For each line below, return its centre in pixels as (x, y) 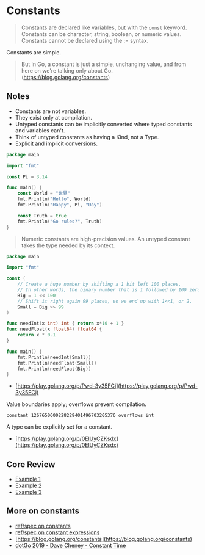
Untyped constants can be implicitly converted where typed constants (103, 124)
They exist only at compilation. (54, 117)
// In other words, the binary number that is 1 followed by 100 (102, 290)
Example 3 (28, 492)
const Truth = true (42, 216)
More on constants (43, 511)
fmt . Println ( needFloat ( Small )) (57, 363)
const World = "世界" (44, 194)
